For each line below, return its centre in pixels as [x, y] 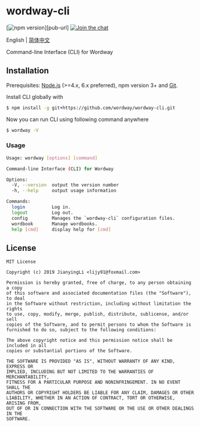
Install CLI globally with [35, 96]
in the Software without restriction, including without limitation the [99, 304]
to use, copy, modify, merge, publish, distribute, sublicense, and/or [97, 314]
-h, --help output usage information [64, 191]
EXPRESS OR [20, 367]
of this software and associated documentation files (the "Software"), [99, 293]
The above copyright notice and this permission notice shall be [89, 340]
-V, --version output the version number [65, 185]
